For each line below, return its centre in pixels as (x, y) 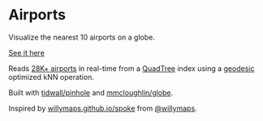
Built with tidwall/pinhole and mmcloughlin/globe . (91, 92)
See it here (26, 52)
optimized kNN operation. (52, 77)
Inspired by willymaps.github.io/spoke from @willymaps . (103, 108)
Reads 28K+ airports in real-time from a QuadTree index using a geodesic (131, 68)
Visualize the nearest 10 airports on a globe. (82, 37)
